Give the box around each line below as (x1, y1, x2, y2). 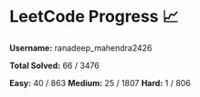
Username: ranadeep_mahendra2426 (9, 42, 153, 53)
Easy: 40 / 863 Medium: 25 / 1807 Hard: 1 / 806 (9, 77, 192, 88)
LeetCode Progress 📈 (9, 6, 179, 27)
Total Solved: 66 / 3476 (9, 60, 100, 71)
